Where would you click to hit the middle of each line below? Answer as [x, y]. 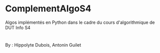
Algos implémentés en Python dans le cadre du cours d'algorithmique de [80, 22]
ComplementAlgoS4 [48, 9]
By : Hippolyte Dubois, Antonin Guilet [43, 45]
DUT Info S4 [18, 27]
